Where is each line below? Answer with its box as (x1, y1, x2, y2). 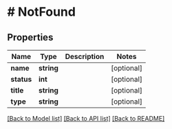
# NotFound (7, 4, 76, 20)
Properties (7, 32, 54, 43)
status (10, 75, 32, 84)
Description (65, 52, 105, 61)
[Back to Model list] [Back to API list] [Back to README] (7, 115, 165, 122)
